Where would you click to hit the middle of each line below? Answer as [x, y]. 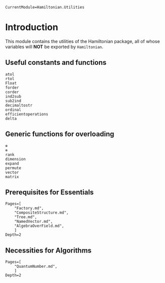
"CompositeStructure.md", [42, 213]
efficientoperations [27, 114]
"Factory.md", [29, 208]
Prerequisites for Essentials [50, 192]
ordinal [13, 110]
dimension [16, 159]
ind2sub [13, 96]
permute [13, 168]
